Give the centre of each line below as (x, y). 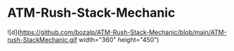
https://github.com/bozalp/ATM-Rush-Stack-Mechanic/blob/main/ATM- (123, 32)
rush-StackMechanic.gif (42, 39)
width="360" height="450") (119, 39)
